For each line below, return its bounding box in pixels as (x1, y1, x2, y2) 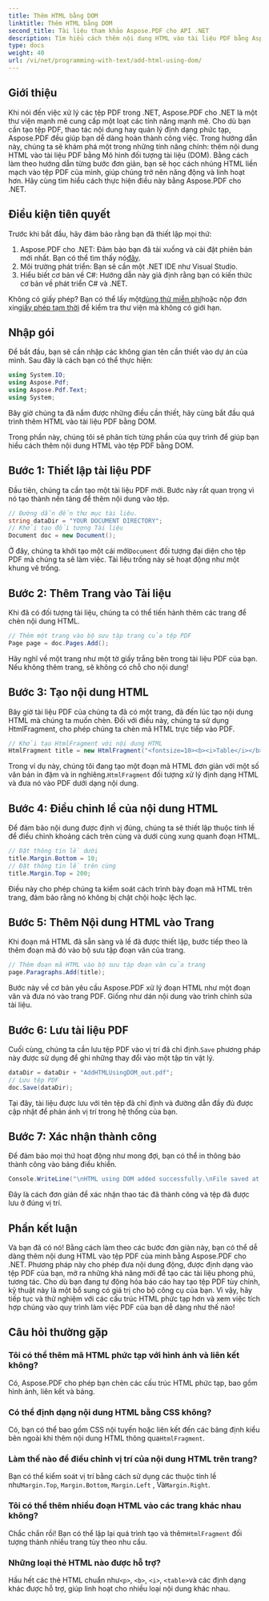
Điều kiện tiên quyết (8, 208, 110, 221)
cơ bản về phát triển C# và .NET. (19, 278, 128, 288)
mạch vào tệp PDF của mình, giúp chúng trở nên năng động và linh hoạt (8, 167, 246, 177)
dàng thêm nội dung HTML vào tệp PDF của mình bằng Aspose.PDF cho (8, 1251, 247, 1261)
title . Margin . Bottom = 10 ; (8, 854, 98, 863)
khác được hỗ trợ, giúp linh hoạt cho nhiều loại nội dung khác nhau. (8, 1583, 231, 1593)
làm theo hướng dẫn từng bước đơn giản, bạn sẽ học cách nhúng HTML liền (8, 158, 258, 169)
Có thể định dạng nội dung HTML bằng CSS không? (8, 1406, 212, 1417)
